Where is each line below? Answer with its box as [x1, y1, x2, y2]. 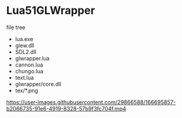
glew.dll [15, 42, 35, 49]
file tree [6, 24, 26, 31]
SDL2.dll [15, 48, 36, 55]
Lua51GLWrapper [6, 4, 95, 18]
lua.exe [15, 35, 33, 42]
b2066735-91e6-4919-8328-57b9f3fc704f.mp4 [6, 105, 126, 112]
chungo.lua [15, 67, 44, 74]
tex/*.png [15, 87, 38, 94]
